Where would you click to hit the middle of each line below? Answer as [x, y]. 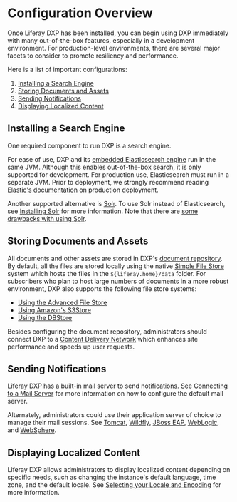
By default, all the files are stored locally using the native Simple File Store [116, 266]
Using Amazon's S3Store [54, 310]
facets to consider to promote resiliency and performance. [93, 56]
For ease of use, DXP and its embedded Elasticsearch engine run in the [112, 159]
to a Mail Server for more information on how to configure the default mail [115, 394]
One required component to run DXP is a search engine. [89, 145]
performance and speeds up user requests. [71, 347]
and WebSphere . [32, 430]
